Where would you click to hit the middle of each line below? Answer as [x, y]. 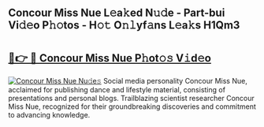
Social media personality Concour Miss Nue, [176, 81]
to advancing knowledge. [49, 115]
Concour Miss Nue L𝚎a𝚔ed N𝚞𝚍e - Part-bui [117, 13]
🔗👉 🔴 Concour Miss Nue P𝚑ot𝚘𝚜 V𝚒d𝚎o [110, 58]
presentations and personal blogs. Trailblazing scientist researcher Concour [131, 98]
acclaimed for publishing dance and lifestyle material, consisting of [117, 90]
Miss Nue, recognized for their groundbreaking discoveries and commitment [132, 106]
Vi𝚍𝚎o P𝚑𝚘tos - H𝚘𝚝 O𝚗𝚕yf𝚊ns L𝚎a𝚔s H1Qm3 [124, 26]
